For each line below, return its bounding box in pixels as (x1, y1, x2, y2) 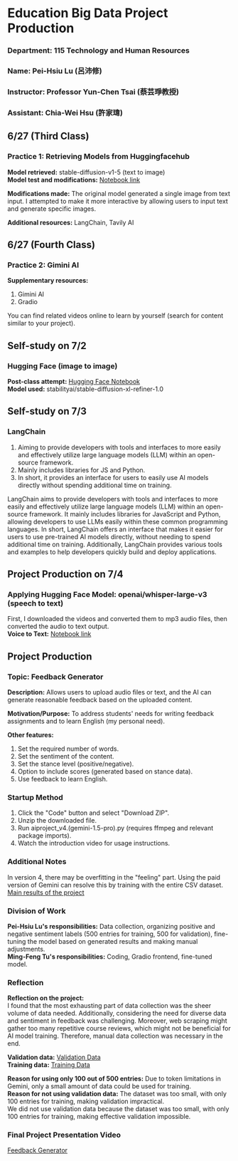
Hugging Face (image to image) (7, 361, 118, 371)
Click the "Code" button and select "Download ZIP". (17, 808, 169, 817)
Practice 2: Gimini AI (7, 260, 80, 270)
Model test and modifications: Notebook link (7, 175, 141, 184)
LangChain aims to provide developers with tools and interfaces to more (7, 494, 219, 503)
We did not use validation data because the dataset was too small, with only (7, 1105, 229, 1113)
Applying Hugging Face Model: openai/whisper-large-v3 (7, 589, 207, 599)
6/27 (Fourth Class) (7, 239, 96, 251)
